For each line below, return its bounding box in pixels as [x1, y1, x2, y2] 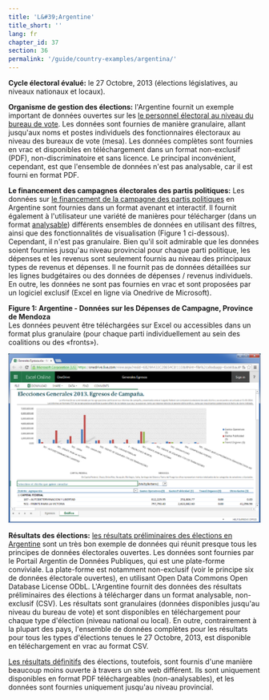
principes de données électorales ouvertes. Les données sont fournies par [8, 547, 255, 557]
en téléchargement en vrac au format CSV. [8, 641, 149, 650]
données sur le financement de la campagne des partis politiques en [8, 195, 235, 203]
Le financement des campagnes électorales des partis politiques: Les [8, 186, 245, 195]
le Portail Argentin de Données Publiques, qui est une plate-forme [8, 556, 226, 565]
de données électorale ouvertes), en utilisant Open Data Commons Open [8, 573, 248, 582]
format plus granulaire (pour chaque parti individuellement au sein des [8, 329, 240, 338]
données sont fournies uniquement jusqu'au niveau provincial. [8, 682, 214, 692]
